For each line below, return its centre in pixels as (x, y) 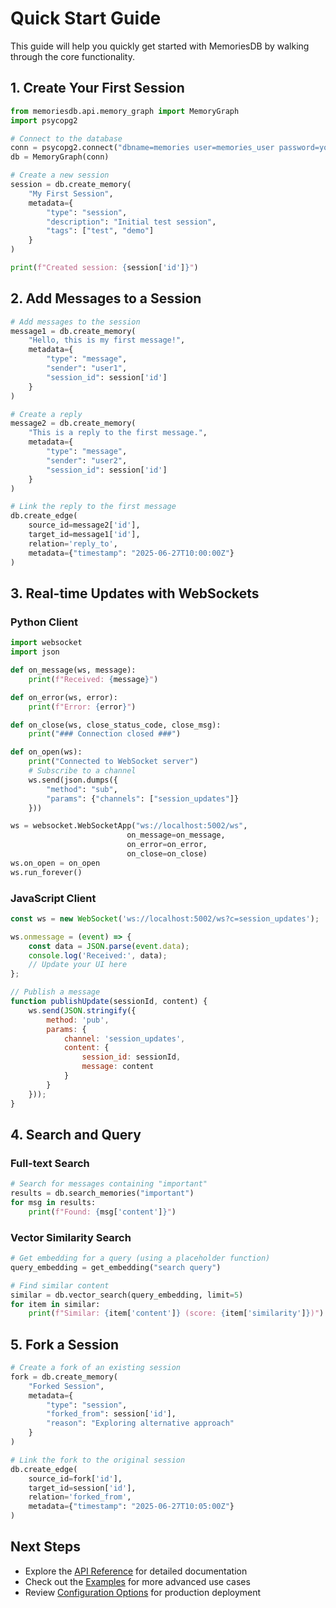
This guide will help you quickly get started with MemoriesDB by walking (160, 46)
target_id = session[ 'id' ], (82, 1488)
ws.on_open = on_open (55, 863)
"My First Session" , (71, 193)
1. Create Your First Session (97, 88)
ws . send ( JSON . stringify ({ (82, 1010)
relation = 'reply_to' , (73, 543)
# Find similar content (60, 1285)
